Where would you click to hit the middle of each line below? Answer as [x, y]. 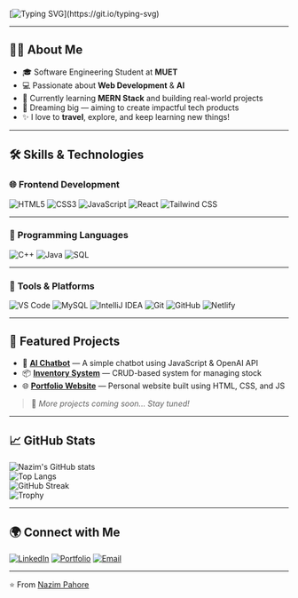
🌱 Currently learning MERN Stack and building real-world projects [142, 98]
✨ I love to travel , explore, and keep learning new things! [126, 116]
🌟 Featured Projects [65, 342]
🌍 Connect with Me [65, 533]
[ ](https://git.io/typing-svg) [84, 14]
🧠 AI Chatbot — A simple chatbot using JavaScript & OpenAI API [140, 363]
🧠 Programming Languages [69, 235]
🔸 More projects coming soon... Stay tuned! [110, 403]
